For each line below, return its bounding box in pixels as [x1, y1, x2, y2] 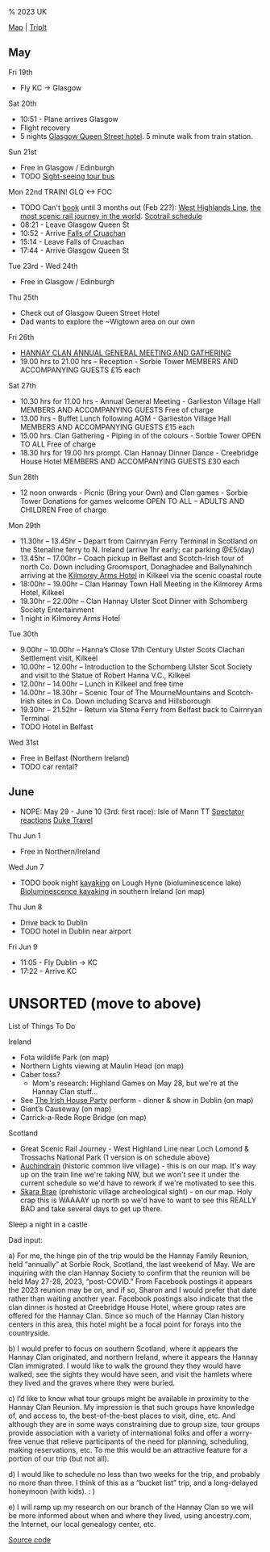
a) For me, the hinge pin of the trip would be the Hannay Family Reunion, [8, 1251, 249, 1260]
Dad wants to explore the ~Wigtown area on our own [19, 317, 196, 326]
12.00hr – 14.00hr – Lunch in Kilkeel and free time [19, 678, 184, 689]
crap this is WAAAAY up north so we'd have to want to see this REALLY [19, 1195, 256, 1205]
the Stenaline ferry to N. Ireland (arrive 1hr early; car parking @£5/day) [19, 544, 255, 554]
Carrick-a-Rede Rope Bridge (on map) [19, 1112, 147, 1122]
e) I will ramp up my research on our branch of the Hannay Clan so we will [8, 1502, 254, 1512]
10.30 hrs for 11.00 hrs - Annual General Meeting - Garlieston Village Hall [19, 396, 261, 406]
